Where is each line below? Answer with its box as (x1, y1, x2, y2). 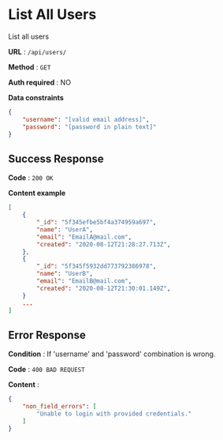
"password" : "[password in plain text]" (22, 122, 157, 131)
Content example (8, 188, 66, 198)
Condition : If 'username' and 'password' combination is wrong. (8, 349, 216, 359)
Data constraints (8, 92, 65, 102)
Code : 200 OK (8, 173, 54, 182)
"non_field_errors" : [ (22, 403, 97, 411)
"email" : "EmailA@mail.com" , (36, 233, 132, 241)
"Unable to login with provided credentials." (36, 409, 192, 418)
